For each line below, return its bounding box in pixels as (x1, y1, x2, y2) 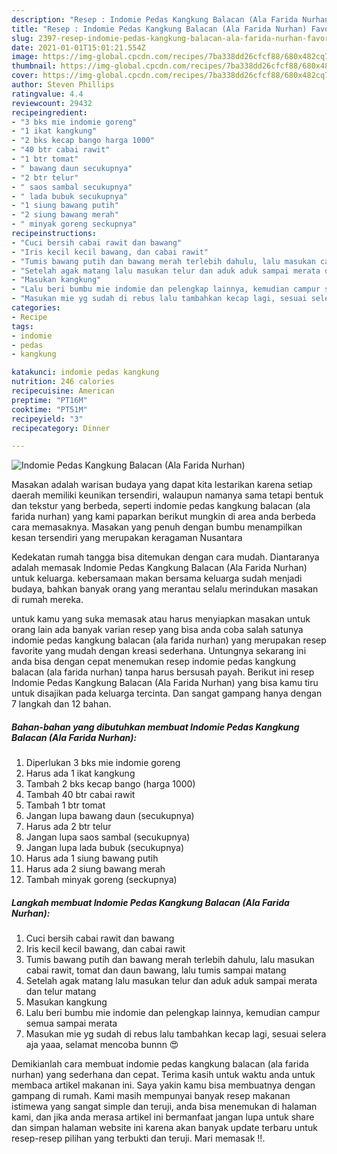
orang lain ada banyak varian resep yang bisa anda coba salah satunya (11, 624, 304, 636)
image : (11, 52, 39, 62)
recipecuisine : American (11, 386, 115, 396)
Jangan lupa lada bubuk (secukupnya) (25, 842, 185, 854)
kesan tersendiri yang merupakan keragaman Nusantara (11, 532, 243, 544)
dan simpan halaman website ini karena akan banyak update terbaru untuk (11, 1122, 318, 1134)
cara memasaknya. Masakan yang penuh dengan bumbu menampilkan (11, 521, 303, 533)
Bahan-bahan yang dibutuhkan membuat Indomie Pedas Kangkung (11, 721, 300, 733)
